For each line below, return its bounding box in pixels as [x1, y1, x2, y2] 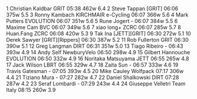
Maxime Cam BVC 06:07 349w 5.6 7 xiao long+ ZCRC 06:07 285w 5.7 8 [6, 24, 182, 31]
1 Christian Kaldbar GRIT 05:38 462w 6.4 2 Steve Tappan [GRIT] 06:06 [6, 5, 179, 12]
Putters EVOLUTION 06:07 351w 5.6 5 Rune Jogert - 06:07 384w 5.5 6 [6, 18, 178, 24]
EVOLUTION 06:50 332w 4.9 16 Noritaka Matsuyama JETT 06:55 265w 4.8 [6, 55, 189, 62]
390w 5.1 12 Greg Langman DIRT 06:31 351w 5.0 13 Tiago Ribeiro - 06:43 [6, 42, 183, 49]
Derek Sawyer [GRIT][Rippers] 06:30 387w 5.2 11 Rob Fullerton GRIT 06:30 [6, 37, 189, 43]
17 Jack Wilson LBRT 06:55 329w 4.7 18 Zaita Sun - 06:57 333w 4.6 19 [6, 61, 179, 68]
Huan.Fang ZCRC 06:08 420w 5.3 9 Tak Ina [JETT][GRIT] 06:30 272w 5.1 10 [6, 30, 191, 37]
